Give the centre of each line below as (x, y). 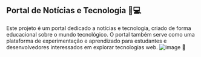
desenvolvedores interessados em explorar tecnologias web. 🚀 (96, 47)
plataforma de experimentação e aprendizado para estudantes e (87, 41)
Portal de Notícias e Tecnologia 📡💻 (74, 10)
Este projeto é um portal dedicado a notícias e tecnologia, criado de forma (99, 28)
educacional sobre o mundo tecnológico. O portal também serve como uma (100, 34)
